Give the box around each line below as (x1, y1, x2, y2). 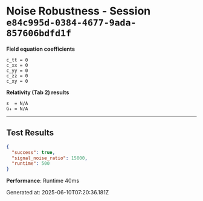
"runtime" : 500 (11, 161, 50, 167)
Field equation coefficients (6, 45, 76, 53)
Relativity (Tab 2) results (6, 89, 69, 96)
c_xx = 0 (6, 62, 28, 68)
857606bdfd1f (6, 28, 71, 39)
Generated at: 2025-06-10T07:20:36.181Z (6, 189, 109, 196)
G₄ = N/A (6, 106, 28, 112)
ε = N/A (6, 100, 28, 106)
